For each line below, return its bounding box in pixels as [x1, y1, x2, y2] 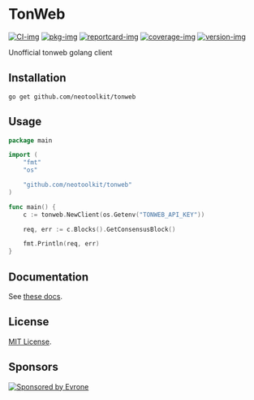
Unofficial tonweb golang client [8, 47, 113, 57]
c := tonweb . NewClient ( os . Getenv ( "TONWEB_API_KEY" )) [23, 211, 205, 219]
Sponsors [8, 360, 58, 374]
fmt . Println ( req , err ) [23, 240, 100, 248]
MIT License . [8, 337, 52, 346]
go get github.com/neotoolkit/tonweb [8, 93, 136, 101]
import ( [8, 151, 38, 159]
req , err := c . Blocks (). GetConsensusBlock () [23, 225, 176, 233]
